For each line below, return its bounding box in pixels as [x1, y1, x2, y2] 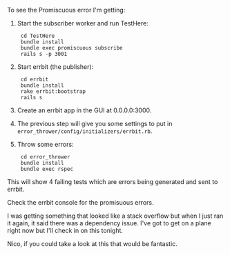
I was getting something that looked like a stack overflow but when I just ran [7, 212, 224, 220]
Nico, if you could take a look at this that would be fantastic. [7, 240, 178, 247]
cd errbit [20, 76, 49, 83]
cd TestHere [20, 32, 55, 39]
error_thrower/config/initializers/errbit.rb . [17, 127, 153, 135]
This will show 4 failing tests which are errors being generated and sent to [7, 178, 218, 185]
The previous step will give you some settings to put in [17, 120, 173, 127]
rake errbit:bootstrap [20, 88, 86, 95]
